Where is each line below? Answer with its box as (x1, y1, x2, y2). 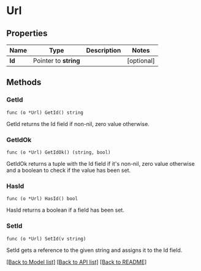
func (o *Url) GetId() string (6, 110, 84, 116)
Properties (6, 28, 48, 39)
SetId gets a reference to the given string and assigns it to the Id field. (6, 246, 183, 254)
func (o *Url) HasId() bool (6, 196, 78, 202)
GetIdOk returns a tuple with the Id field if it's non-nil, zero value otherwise (6, 160, 195, 167)
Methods (6, 77, 42, 87)
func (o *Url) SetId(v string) (6, 236, 86, 242)
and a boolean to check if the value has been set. (6, 166, 131, 174)
